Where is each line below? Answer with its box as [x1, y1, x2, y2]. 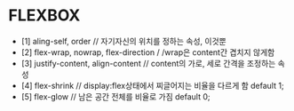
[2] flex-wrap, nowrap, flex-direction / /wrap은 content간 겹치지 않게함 [20, 46, 275, 58]
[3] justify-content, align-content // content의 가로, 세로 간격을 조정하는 [20, 58, 276, 68]
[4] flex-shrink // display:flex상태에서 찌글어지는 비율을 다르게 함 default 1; [20, 80, 285, 91]
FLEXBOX [8, 5, 81, 26]
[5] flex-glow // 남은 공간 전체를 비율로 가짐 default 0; [20, 91, 211, 102]
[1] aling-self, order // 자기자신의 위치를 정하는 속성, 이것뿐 [20, 36, 227, 46]
